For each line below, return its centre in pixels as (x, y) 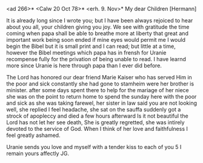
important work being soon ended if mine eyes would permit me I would (96, 40)
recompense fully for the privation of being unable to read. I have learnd (96, 59)
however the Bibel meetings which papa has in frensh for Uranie (86, 53)
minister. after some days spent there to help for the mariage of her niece (98, 90)
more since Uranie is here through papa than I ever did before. (84, 65)
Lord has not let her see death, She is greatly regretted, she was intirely (95, 122)
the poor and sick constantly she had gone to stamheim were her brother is (100, 84)
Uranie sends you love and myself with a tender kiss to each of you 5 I (94, 147)
